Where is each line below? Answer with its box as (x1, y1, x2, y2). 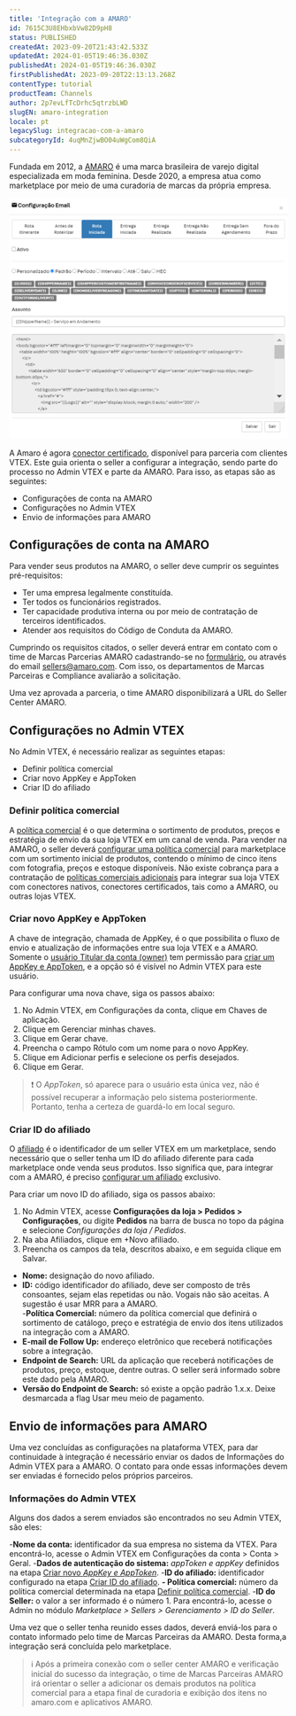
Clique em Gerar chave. (21, 1033, 109, 1043)
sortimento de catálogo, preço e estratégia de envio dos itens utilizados (21, 1317, 284, 1329)
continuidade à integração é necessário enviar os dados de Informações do (9, 1451, 285, 1462)
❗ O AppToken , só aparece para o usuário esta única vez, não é (30, 1079, 260, 1089)
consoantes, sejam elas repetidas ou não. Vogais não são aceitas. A (21, 1290, 269, 1300)
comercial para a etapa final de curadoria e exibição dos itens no (30, 1688, 268, 1698)
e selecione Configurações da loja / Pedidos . (21, 1225, 187, 1236)
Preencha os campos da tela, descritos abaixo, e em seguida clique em (21, 1244, 282, 1254)
